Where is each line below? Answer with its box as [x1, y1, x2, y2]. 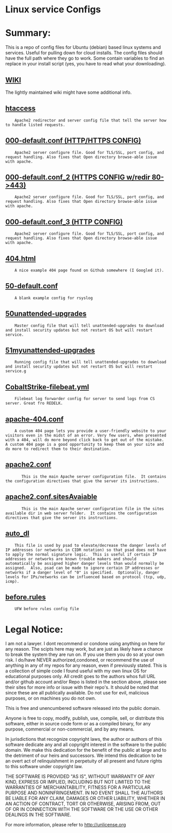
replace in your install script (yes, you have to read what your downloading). [5, 61, 166, 67]
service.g [5, 369, 27, 374]
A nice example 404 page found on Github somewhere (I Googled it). [14, 268, 164, 273]
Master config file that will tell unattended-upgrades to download [14, 323, 164, 328]
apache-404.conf [5, 414, 64, 423]
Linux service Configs [5, 4, 101, 15]
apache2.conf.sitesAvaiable [5, 493, 98, 501]
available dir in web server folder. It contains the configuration [5, 511, 158, 516]
